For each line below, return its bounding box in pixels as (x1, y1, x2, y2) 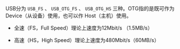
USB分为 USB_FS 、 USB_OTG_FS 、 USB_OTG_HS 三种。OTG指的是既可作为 (5, 5, 175, 12)
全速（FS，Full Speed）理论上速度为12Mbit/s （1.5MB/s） (13, 25, 153, 31)
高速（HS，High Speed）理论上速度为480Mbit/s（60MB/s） (13, 37, 160, 43)
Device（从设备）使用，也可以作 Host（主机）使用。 (5, 12, 132, 19)
